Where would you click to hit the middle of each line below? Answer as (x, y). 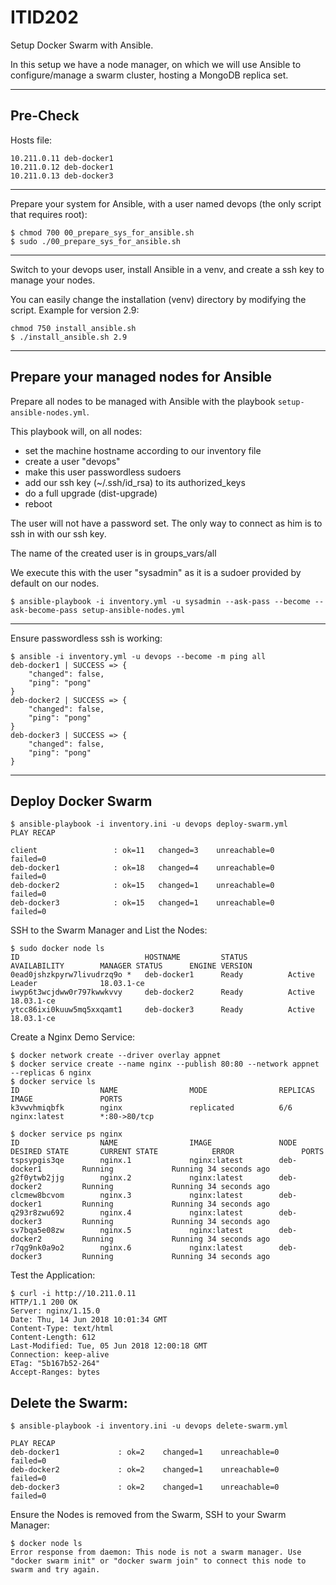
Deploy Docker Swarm (81, 801)
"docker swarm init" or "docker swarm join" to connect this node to (158, 1561)
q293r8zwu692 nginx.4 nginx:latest (127, 1213)
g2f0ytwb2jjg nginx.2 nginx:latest (127, 1178)
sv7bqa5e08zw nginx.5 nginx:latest (127, 1231)
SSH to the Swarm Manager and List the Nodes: (109, 930)
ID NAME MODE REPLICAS (162, 1091)
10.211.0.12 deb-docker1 (62, 167)
